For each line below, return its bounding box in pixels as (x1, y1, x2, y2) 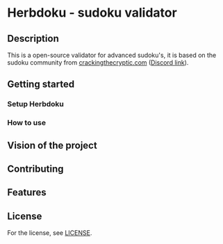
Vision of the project (7, 139, 97, 151)
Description (7, 33, 59, 44)
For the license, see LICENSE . (7, 229, 92, 237)
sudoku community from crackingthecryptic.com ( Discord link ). (7, 58, 189, 67)
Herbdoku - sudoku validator (7, 5, 177, 21)
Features (7, 186, 47, 199)
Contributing (7, 163, 64, 175)
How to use (7, 118, 47, 128)
